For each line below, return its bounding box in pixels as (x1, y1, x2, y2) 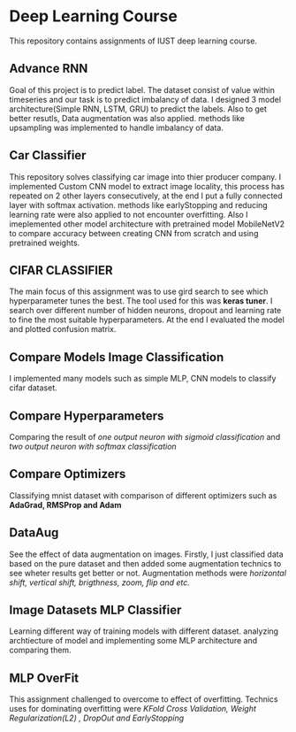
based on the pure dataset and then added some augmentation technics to (9, 558, 282, 568)
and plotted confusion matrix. (9, 324, 117, 335)
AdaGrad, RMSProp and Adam (9, 499, 122, 510)
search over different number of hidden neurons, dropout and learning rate (9, 305, 282, 316)
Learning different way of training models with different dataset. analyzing (9, 626, 279, 636)
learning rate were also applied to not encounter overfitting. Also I (9, 209, 249, 220)
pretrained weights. (9, 237, 80, 248)
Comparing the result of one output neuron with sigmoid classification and (9, 432, 281, 442)
